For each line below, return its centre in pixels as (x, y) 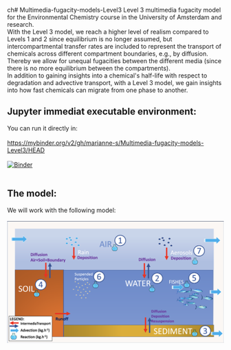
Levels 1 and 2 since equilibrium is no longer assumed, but (90, 39)
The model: (32, 194)
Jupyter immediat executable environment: (102, 112)
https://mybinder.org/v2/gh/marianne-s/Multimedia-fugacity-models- (106, 143)
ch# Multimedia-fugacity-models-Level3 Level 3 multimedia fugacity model (114, 10)
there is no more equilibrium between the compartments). (89, 68)
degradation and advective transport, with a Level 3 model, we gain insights (114, 83)
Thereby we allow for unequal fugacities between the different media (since (114, 61)
